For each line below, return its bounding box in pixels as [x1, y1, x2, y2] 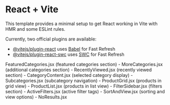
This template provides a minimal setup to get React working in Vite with [5, 20, 158, 27]
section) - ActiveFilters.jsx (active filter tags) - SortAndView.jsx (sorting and [5, 88, 165, 94]
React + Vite [5, 4, 59, 15]
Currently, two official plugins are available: [5, 36, 97, 42]
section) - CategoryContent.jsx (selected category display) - [5, 72, 133, 78]
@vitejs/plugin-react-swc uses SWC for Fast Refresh [12, 51, 124, 57]
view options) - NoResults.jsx [5, 94, 68, 100]
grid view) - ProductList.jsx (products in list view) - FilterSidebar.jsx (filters [5, 83, 162, 89]
